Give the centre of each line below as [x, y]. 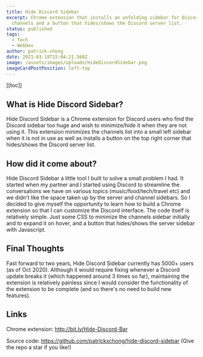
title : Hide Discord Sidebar [43, 12]
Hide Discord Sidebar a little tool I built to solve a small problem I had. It [95, 178]
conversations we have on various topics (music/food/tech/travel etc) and [98, 191]
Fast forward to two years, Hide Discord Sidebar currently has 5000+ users [100, 263]
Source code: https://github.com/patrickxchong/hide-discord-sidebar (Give [100, 341]
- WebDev [23, 46]
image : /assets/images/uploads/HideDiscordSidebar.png [77, 62]
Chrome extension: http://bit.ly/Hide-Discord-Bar [67, 329]
